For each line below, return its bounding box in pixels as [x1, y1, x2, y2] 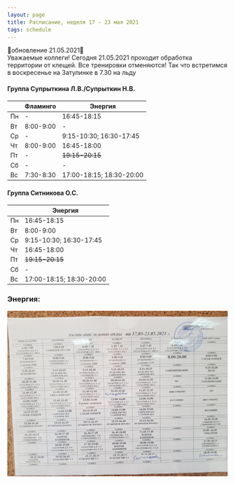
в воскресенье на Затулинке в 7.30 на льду [7, 69, 136, 77]
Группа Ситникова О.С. [7, 188, 78, 197]
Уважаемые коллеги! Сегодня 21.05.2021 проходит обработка [7, 53, 192, 62]
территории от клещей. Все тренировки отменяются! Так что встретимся [7, 61, 228, 69]
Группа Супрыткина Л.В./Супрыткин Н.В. [7, 84, 136, 92]
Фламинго [24, 102, 57, 111]
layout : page [7, 11, 45, 18]
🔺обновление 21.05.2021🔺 [7, 46, 84, 55]
